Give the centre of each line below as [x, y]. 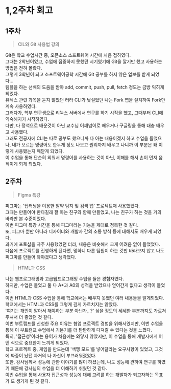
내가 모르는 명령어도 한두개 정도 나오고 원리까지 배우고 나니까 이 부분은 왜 [85, 145]
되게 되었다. [30, 164]
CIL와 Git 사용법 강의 [39, 44]
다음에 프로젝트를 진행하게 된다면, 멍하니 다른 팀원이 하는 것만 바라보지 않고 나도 [85, 250]
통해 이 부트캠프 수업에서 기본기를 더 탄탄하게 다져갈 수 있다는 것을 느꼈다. [79, 330]
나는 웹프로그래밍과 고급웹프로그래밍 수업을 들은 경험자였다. [65, 278]
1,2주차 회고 [29, 10]
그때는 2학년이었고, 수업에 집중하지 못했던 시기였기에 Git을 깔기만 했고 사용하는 [84, 61]
